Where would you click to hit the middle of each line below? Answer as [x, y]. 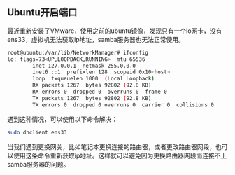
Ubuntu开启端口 [42, 13]
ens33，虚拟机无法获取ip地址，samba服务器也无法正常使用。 [96, 39]
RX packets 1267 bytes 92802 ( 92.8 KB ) [92, 85]
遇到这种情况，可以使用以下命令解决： [62, 119]
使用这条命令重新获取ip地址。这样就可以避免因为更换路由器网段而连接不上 [120, 155]
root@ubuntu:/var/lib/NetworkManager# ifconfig [78, 52]
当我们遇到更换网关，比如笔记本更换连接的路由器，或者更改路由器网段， [111, 146]
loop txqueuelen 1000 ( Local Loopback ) [94, 79]
